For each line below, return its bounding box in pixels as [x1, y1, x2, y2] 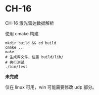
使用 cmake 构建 [5, 30, 39, 36]
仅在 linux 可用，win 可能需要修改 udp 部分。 [5, 84, 97, 90]
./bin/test [5, 64, 28, 69]
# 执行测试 [5, 60, 25, 65]
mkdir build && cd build [5, 40, 56, 45]
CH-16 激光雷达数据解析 [5, 20, 54, 26]
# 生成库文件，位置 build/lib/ [5, 54, 64, 60]
